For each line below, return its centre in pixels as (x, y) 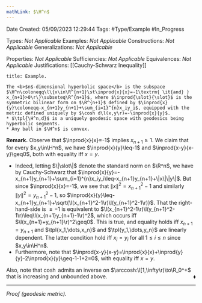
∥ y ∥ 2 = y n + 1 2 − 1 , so (40, 195)
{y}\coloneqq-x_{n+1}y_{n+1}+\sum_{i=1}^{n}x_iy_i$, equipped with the (98, 108)
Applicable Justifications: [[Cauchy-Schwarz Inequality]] (76, 65)
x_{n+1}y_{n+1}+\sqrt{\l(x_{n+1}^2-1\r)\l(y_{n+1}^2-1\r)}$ (84, 203)
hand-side (28, 209)
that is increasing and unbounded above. (57, 276)
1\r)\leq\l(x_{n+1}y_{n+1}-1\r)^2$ (54, 216)
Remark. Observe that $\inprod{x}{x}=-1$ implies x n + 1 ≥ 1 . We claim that (97, 141)
